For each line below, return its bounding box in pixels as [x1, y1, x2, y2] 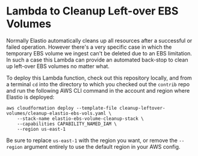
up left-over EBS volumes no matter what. [6, 62, 110, 70]
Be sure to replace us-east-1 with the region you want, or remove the [6, 137, 178, 144]
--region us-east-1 [17, 126, 66, 132]
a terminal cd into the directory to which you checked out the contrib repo [6, 80, 190, 88]
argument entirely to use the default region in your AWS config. [23, 143, 181, 150]
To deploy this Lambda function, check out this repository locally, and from [6, 74, 193, 81]
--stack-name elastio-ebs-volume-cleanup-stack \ [17, 116, 144, 122]
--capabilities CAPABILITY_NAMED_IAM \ [17, 120, 117, 127]
